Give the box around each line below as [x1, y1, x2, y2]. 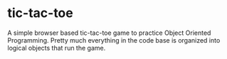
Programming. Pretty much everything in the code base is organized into [7, 36, 221, 44]
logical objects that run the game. [7, 43, 106, 52]
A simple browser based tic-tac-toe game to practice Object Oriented [7, 28, 211, 37]
